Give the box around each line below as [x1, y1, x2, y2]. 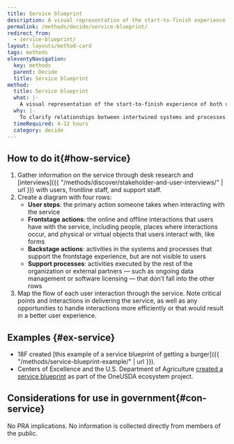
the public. [7, 429, 38, 437]
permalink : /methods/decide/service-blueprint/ [7, 23, 148, 30]
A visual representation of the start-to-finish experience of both [19, 101, 223, 108]
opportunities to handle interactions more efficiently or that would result [17, 304, 224, 312]
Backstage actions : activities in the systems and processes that [27, 245, 212, 253]
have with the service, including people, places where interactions [27, 223, 218, 231]
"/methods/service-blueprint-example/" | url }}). [17, 358, 155, 365]
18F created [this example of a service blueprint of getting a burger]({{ [17, 350, 219, 358]
